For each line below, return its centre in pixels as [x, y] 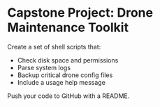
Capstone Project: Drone [80, 13]
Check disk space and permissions [68, 60]
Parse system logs [44, 67]
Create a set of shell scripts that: [54, 47]
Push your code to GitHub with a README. [68, 96]
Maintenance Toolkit [68, 27]
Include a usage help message [61, 82]
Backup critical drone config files [65, 75]
